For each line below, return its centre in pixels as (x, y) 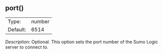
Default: (17, 29)
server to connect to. (27, 47)
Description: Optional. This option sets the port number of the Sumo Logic (81, 42)
